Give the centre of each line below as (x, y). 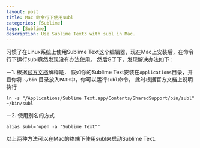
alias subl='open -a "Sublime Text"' (53, 127)
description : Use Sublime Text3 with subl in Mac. (71, 34)
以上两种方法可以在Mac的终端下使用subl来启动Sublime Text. (81, 139)
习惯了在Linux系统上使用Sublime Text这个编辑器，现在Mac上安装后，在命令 (100, 52)
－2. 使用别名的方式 (31, 116)
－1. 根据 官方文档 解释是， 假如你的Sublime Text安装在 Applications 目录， (97, 72)
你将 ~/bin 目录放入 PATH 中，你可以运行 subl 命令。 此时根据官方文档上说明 (102, 80)
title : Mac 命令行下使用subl (40, 17)
